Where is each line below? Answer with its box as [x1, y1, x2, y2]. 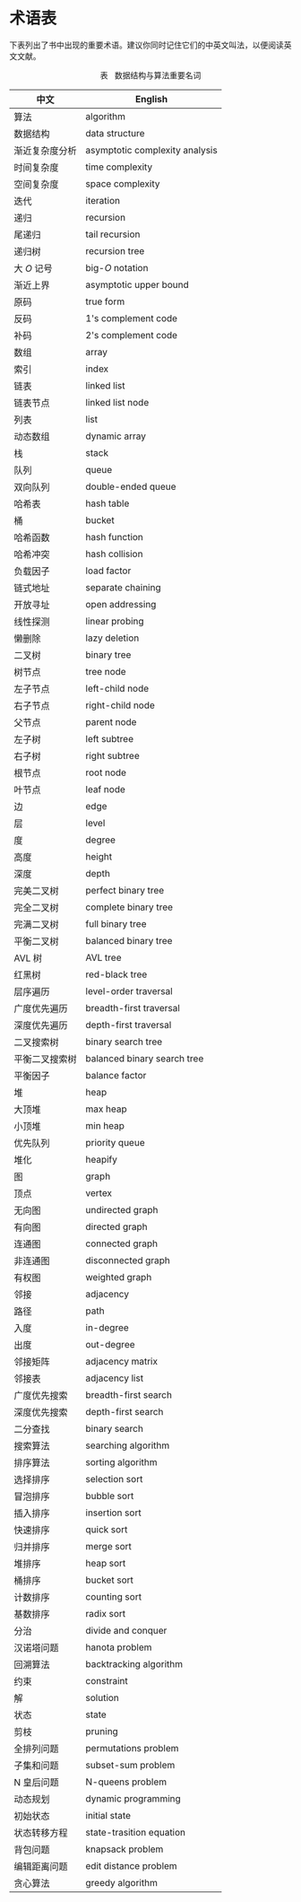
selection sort [85, 1472, 143, 1485]
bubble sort [85, 1489, 134, 1502]
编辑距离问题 [13, 1860, 69, 1872]
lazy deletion [85, 632, 140, 644]
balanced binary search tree [85, 1051, 204, 1064]
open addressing [85, 598, 157, 610]
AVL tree [85, 951, 122, 964]
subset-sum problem [85, 1758, 176, 1771]
